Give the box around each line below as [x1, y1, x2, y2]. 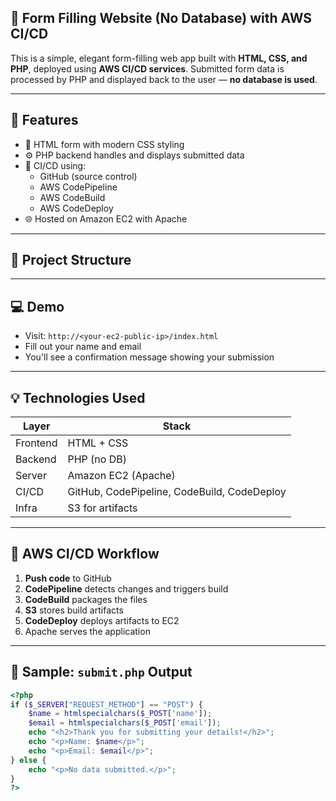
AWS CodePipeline [39, 181, 118, 193]
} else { [10, 755, 47, 765]
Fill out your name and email [24, 341, 142, 353]
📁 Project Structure [10, 252, 132, 269]
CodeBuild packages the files [24, 593, 148, 605]
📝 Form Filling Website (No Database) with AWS [10, 10, 313, 27]
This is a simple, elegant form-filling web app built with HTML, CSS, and [10, 52, 308, 64]
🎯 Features [10, 112, 79, 129]
